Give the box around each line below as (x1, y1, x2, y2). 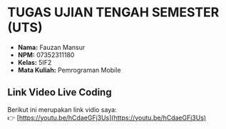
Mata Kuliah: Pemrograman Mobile (17, 66, 121, 74)
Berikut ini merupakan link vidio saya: (7, 105, 117, 114)
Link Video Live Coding (7, 86, 112, 98)
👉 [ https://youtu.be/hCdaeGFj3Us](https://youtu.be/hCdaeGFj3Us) (7, 113, 207, 122)
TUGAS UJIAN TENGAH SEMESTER (7, 4, 220, 21)
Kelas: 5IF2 (17, 58, 52, 66)
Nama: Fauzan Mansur (17, 43, 86, 51)
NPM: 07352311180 (17, 51, 75, 59)
